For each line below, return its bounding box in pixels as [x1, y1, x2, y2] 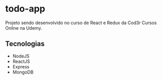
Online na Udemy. [5, 25, 42, 31]
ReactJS [12, 58, 30, 64]
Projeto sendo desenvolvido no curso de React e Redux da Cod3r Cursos [5, 20, 157, 26]
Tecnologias [5, 40, 45, 48]
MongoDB [12, 69, 34, 75]
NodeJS [12, 53, 30, 59]
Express [12, 63, 30, 69]
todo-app [5, 3, 45, 15]
